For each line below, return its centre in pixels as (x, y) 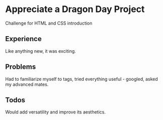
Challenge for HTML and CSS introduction (49, 23)
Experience (23, 39)
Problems (21, 67)
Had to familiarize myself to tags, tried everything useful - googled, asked (82, 79)
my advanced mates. (27, 84)
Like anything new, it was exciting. (41, 51)
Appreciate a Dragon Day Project (75, 9)
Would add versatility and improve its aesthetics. (55, 112)
